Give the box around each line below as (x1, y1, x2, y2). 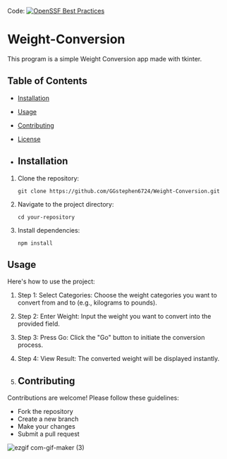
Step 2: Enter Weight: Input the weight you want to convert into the (17, 312, 211, 321)
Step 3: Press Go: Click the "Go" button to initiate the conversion (17, 333, 205, 342)
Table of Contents (7, 75, 88, 87)
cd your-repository (17, 214, 75, 221)
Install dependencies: (17, 226, 80, 234)
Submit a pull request (17, 430, 80, 439)
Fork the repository (17, 408, 74, 416)
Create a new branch (17, 415, 79, 423)
